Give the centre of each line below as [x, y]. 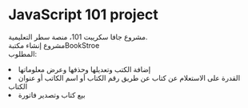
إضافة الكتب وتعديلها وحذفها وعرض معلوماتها [85, 69]
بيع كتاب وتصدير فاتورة [52, 94]
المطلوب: [23, 54]
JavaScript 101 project [83, 15]
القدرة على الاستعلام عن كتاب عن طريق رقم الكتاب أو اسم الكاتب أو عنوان [130, 78]
